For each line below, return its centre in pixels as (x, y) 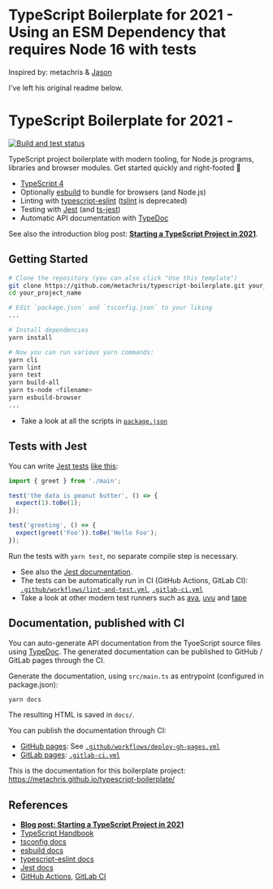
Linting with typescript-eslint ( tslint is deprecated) (104, 200)
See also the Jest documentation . (76, 572)
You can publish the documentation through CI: (87, 730)
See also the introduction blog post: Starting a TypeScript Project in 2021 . (133, 233)
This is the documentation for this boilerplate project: (97, 771)
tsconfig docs (43, 842)
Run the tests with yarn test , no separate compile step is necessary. (123, 556)
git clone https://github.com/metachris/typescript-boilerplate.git (127, 285)
